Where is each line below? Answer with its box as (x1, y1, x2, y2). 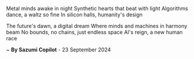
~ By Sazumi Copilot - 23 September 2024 (6, 46, 111, 53)
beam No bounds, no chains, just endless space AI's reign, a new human (6, 29, 183, 36)
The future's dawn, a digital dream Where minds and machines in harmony (6, 23, 188, 29)
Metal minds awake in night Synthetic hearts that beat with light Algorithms (6, 5, 189, 12)
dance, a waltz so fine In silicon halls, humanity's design (6, 11, 143, 18)
